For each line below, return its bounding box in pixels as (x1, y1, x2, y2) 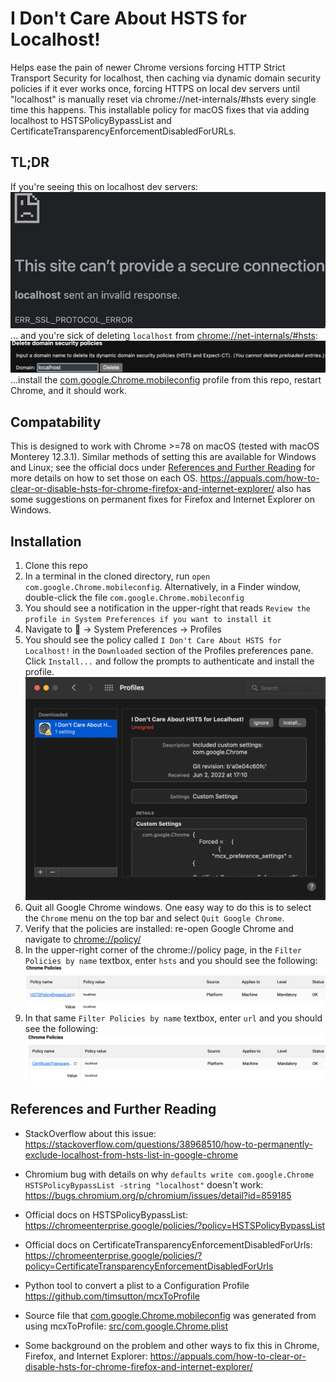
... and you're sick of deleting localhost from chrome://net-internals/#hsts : (10, 330, 319, 342)
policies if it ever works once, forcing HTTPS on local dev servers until (10, 82, 300, 94)
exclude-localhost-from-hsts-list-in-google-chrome (24, 1148, 239, 1161)
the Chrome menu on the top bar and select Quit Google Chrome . (24, 912, 285, 924)
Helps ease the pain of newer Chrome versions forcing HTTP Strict (10, 61, 286, 73)
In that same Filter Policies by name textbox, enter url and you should (24, 1012, 323, 1024)
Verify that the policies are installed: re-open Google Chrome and (24, 923, 294, 935)
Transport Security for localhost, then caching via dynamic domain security (10, 72, 322, 84)
